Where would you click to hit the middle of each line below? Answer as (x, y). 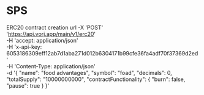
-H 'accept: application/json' (42, 40)
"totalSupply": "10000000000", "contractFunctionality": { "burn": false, (96, 79)
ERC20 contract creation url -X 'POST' (55, 27)
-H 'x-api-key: (24, 47)
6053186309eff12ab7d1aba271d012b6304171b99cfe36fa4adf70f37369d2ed (102, 53)
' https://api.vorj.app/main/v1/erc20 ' (51, 33)
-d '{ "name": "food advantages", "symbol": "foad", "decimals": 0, (89, 72)
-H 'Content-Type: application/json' (51, 66)
